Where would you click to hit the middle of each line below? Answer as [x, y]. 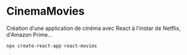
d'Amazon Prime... [29, 34]
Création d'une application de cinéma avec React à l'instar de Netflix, [93, 28]
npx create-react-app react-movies [52, 46]
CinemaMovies [45, 11]
